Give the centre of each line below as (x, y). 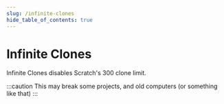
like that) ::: (22, 94)
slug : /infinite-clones (41, 13)
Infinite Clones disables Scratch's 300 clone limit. (77, 73)
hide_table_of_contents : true (50, 20)
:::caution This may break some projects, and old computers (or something (112, 86)
